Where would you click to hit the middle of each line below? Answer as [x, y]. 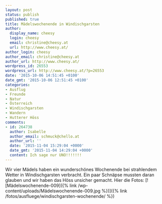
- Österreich [19, 104]
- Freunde [16, 94]
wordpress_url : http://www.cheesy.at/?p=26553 [55, 71]
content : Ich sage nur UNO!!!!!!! [46, 155]
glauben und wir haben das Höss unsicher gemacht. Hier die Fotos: [75, 180]
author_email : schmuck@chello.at [45, 137]
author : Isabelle [28, 131]
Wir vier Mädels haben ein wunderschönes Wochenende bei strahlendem [81, 169]
